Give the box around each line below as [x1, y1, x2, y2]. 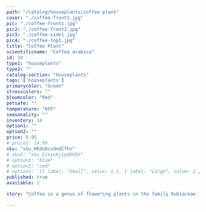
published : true [6, 174, 48, 181]
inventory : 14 [6, 117, 43, 123]
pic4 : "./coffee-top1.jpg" [6, 37, 75, 44]
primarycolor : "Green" [6, 83, 64, 89]
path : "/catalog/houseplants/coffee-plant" [6, 9, 120, 15]
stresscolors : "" [6, 89, 51, 95]
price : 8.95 [6, 134, 37, 141]
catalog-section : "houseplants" [6, 72, 89, 78]
